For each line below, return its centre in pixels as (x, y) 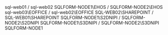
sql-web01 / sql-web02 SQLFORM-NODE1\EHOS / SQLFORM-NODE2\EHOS (84, 7)
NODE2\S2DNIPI (22, 23)
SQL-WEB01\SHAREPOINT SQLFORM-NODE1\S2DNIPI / (63, 17)
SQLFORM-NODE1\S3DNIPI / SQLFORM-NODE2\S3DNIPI (99, 23)
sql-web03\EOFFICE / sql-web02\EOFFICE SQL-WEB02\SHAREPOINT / (79, 12)
